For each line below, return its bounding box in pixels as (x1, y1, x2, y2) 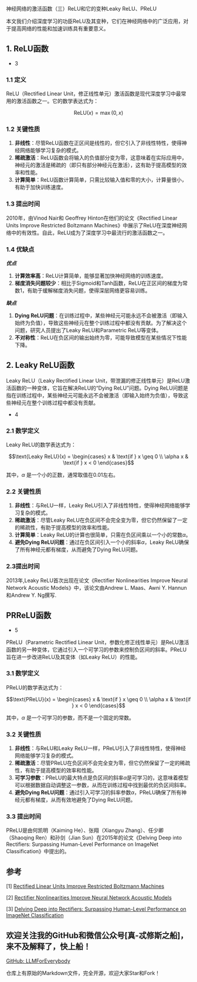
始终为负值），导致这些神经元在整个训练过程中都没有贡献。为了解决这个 (14, 320, 187, 326)
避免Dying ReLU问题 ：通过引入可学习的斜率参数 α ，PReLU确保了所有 (14, 789, 182, 796)
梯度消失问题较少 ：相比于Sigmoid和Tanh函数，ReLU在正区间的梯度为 (14, 280, 183, 287)
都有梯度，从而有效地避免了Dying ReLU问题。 (25, 797, 136, 804)
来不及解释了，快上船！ (6, 941, 91, 951)
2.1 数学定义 (6, 426, 40, 434)
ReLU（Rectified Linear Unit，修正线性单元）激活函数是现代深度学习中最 (6, 90, 182, 97)
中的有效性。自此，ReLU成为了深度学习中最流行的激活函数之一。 (11, 229, 168, 236)
